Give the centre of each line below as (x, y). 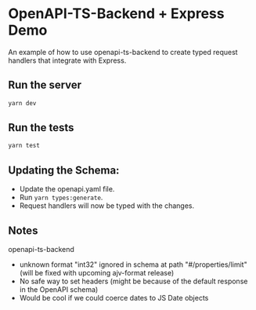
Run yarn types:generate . (61, 198)
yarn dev (22, 103)
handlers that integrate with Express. (67, 60)
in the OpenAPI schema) (59, 289)
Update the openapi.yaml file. (67, 189)
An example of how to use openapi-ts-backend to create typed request (123, 52)
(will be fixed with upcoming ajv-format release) (97, 272)
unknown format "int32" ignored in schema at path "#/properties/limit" (133, 264)
